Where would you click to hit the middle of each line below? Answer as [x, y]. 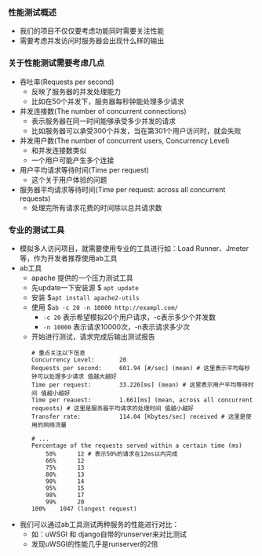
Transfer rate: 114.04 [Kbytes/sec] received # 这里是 [138, 416]
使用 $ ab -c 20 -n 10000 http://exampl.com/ [105, 307]
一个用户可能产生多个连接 [73, 160]
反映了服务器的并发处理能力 [76, 91]
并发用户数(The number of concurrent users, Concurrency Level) [124, 140]
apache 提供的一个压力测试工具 [82, 278]
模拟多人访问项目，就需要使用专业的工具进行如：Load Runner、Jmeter [134, 248]
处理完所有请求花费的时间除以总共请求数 [96, 207]
